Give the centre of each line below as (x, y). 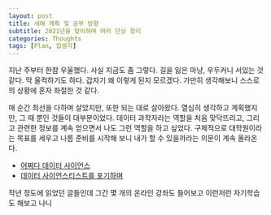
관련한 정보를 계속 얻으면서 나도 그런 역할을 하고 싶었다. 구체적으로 (122, 128)
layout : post (31, 16)
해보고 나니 (35, 203)
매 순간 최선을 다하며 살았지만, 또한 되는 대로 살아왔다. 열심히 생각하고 (119, 108)
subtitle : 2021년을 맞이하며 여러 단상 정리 (75, 31)
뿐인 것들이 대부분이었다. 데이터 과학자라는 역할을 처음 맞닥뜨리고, (140, 118)
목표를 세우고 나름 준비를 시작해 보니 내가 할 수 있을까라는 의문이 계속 (126, 138)
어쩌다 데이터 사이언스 (55, 166)
